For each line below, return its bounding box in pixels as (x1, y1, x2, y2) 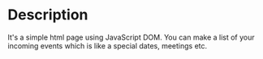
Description (7, 6, 88, 24)
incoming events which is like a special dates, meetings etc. (7, 40, 208, 50)
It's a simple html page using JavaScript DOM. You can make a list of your (7, 32, 255, 42)
